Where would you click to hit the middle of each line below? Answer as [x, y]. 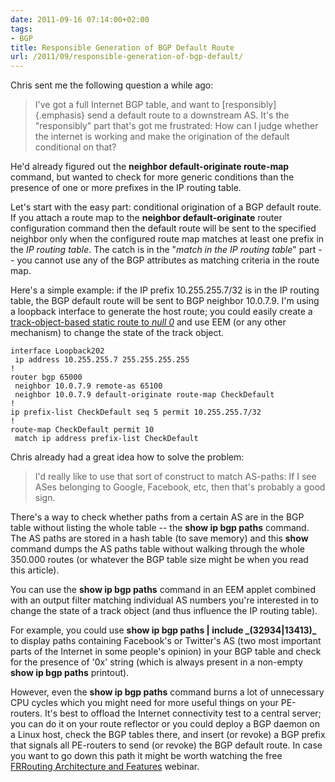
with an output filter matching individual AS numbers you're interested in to [165, 600]
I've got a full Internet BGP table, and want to [127, 105]
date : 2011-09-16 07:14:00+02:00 [80, 19]
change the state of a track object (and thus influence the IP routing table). [164, 611]
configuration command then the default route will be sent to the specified [163, 228]
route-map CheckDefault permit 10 [82, 430]
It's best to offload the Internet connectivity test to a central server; [183, 713]
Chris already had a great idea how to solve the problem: [127, 457]
